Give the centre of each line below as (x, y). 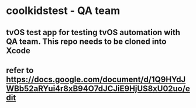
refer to (20, 70)
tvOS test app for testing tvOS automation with (93, 32)
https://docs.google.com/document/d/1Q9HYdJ (96, 79)
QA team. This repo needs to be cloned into (86, 41)
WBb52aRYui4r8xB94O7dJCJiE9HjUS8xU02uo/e (98, 88)
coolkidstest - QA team (63, 11)
